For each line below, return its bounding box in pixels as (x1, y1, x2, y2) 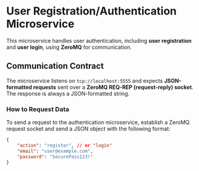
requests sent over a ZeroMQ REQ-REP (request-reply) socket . (33, 83, 194, 91)
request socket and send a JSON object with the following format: (6, 125, 171, 132)
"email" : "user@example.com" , (17, 148, 94, 154)
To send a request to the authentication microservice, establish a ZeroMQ (6, 119, 190, 126)
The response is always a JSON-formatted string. (6, 89, 130, 97)
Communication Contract (6, 61, 104, 71)
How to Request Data (6, 105, 70, 113)
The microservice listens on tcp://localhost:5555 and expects (6, 77, 163, 84)
